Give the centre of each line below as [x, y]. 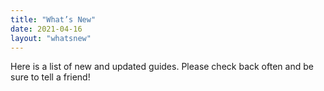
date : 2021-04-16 [46, 29]
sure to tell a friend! [50, 77]
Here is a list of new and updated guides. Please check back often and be [162, 67]
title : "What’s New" [53, 19]
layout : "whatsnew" [51, 38]
